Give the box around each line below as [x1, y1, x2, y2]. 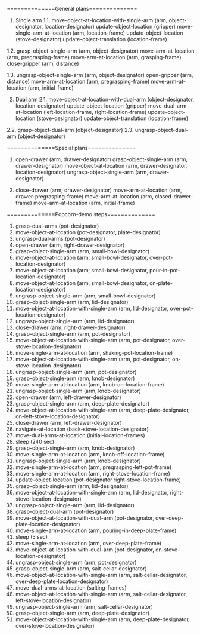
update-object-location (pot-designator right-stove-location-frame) [15, 476, 181, 483]
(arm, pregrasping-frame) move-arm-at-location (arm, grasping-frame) [7, 54, 182, 60]
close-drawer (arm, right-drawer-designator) [15, 324, 126, 331]
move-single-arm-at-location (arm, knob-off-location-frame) [15, 451, 165, 458]
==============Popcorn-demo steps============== [7, 211, 156, 217]
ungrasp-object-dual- [135, 127, 189, 133]
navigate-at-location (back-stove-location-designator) [15, 425, 149, 432]
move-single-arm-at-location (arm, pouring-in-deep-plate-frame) [15, 527, 177, 534]
